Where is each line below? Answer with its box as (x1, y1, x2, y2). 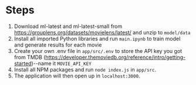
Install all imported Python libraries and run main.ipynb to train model (13, 35, 181, 42)
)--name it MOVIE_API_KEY (31, 59, 92, 67)
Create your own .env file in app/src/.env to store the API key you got (13, 47, 183, 54)
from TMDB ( (13, 54, 46, 61)
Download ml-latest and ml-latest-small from (13, 23, 123, 30)
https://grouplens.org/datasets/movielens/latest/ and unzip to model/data (13, 29, 191, 36)
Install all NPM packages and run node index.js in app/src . (13, 66, 157, 73)
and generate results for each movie (13, 41, 102, 48)
